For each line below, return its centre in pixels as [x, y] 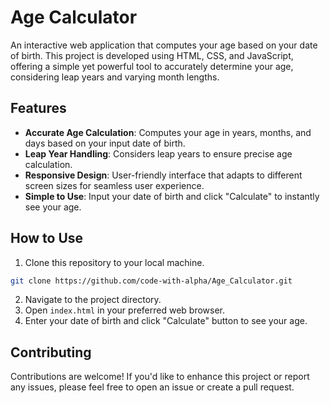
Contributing [51, 352]
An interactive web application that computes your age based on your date [164, 45]
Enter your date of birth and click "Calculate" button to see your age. [166, 321]
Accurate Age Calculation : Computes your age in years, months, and [168, 132]
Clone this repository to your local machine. [114, 262]
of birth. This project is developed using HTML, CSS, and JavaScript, [152, 55]
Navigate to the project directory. [93, 300]
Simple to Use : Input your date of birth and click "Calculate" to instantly [172, 196]
